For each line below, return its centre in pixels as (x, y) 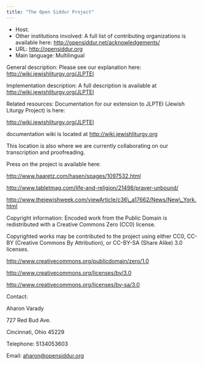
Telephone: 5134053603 (37, 344)
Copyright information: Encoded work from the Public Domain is (87, 218)
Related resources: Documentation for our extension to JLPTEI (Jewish (96, 104)
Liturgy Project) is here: (36, 110)
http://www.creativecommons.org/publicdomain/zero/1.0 (78, 261)
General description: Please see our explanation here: (74, 67)
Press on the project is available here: (54, 164)
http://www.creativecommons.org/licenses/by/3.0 (69, 273)
